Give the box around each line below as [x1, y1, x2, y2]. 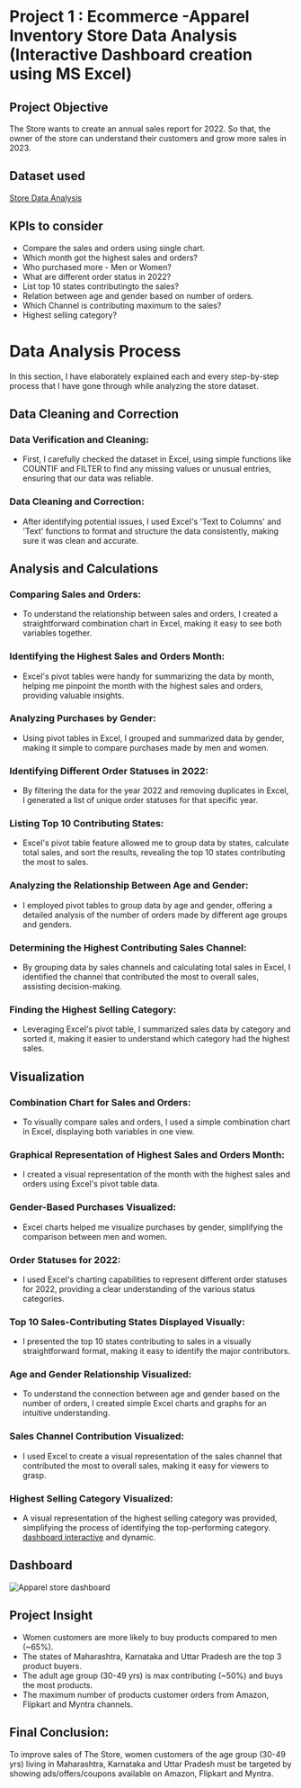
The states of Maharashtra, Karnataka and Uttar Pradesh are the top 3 [22, 1650, 282, 1662]
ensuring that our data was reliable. [22, 473, 155, 483]
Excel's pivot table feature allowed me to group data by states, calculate [22, 837, 289, 848]
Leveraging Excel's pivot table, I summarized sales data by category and [22, 1024, 291, 1034]
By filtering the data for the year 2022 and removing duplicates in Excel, [22, 785, 289, 796]
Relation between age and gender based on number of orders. [22, 290, 254, 301]
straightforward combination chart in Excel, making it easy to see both [22, 619, 282, 629]
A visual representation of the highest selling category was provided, [22, 1513, 278, 1523]
